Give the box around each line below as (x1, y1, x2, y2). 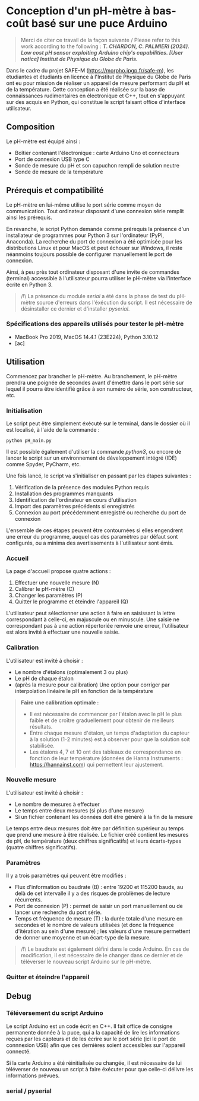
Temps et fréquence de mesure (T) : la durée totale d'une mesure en (14, 915, 183, 922)
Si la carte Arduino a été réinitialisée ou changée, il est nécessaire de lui (6, 1059, 182, 1067)
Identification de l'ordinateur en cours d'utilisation (14, 496, 137, 503)
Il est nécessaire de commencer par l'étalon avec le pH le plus (29, 710, 182, 717)
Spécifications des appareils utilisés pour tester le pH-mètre (6, 319, 184, 328)
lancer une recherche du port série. (14, 909, 102, 916)
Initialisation (6, 406, 43, 415)
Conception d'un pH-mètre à (6, 4, 151, 18)
